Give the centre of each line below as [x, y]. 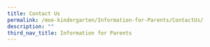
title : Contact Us [34, 13]
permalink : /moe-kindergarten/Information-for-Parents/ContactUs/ [105, 20]
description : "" [31, 26]
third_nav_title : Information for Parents [70, 33]
